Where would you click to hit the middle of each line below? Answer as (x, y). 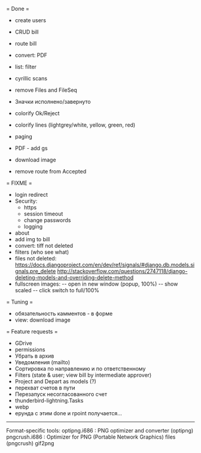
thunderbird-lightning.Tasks (49, 400)
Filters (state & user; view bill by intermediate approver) (83, 375)
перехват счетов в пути (45, 388)
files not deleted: (36, 258)
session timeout (43, 214)
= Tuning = (20, 302)
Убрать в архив (34, 356)
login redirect (31, 195)
